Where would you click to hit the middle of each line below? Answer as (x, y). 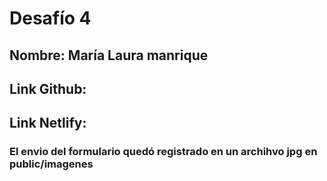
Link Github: (48, 88)
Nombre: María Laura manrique (109, 55)
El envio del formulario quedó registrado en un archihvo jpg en (163, 152)
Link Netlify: (48, 123)
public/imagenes (51, 164)
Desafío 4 (50, 18)
